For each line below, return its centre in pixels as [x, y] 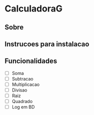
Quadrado [22, 101]
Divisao [20, 90]
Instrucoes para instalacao [47, 44]
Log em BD [23, 107]
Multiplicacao [26, 84]
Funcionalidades [31, 61]
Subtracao [22, 78]
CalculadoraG [34, 9]
